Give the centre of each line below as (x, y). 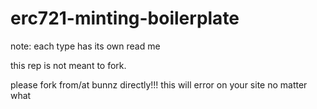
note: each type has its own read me (85, 46)
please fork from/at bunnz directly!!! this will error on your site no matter (159, 84)
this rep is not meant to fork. (68, 65)
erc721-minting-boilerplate (125, 18)
